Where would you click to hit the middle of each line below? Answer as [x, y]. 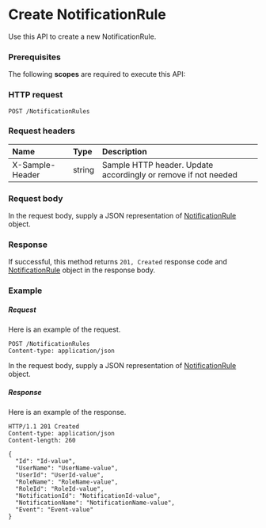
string [84, 169]
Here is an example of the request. [65, 329]
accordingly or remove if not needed [169, 174]
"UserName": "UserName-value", [67, 469]
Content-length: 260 [42, 441]
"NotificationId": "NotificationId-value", [88, 496]
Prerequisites [34, 57]
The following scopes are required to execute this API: [97, 74]
